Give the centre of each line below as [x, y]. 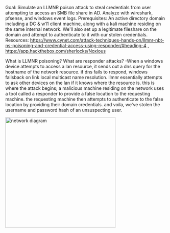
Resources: [17, 40]
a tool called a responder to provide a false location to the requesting [78, 94]
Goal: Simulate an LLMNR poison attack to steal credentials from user [78, 7]
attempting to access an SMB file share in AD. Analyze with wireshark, [79, 13]
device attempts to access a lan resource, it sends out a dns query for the [83, 66]
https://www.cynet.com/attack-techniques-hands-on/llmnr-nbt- [97, 40]
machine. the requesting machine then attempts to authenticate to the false [84, 99]
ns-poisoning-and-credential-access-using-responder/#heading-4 [76, 45]
